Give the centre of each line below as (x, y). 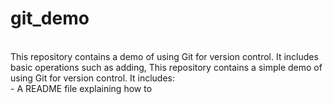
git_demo (50, 18)
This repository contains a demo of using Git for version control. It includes (164, 56)
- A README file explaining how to (81, 88)
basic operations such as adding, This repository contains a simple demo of (166, 67)
